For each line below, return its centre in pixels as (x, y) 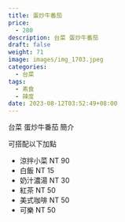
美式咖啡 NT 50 (44, 200)
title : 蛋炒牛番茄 (35, 15)
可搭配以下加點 (32, 144)
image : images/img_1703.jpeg (56, 60)
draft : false (29, 45)
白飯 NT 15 (37, 171)
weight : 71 (26, 52)
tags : (17, 81)
